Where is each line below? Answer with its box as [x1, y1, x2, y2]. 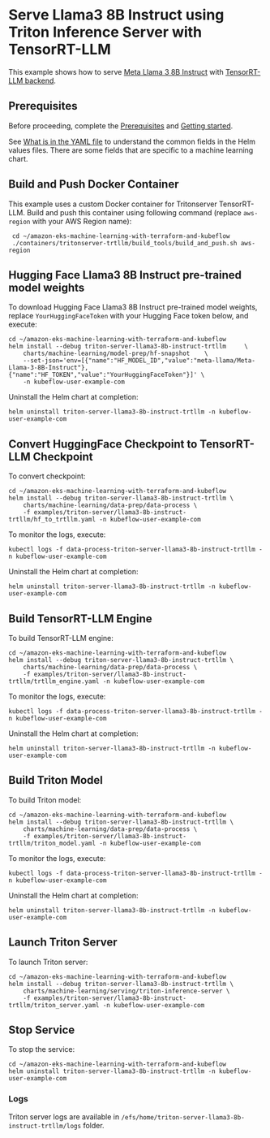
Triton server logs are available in [8, 1111, 120, 1122]
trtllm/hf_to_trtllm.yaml [8, 516, 96, 524]
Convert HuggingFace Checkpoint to [8, 437, 198, 451]
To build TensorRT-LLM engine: [8, 634, 114, 643]
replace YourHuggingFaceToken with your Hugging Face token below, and [8, 311, 249, 321]
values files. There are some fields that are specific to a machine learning [8, 145, 254, 155]
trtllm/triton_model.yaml [8, 839, 96, 847]
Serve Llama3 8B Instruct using [8, 6, 225, 24]
